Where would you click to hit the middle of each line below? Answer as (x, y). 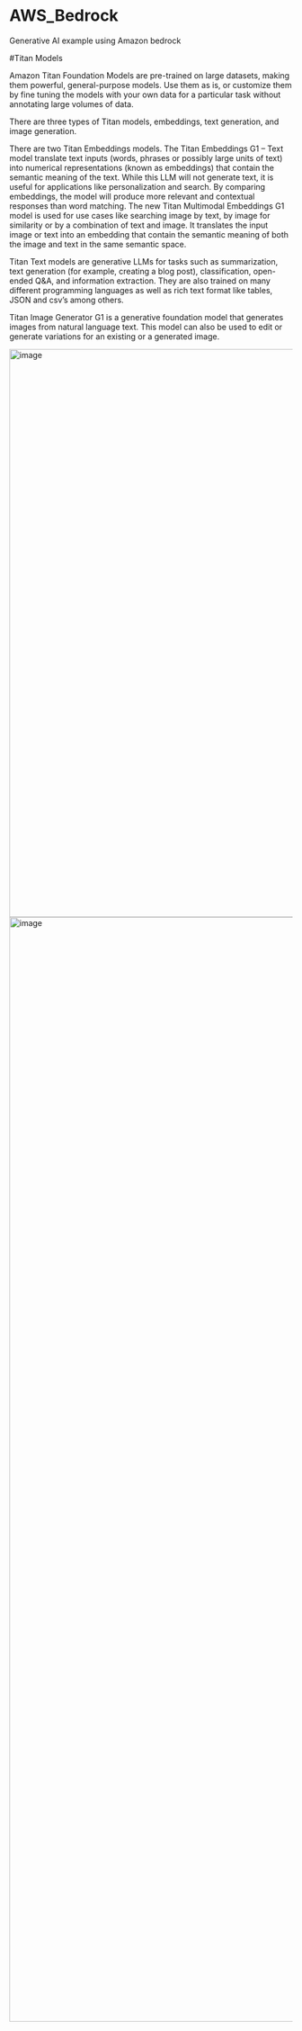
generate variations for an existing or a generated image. (115, 336)
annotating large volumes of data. (71, 103)
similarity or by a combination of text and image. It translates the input (139, 225)
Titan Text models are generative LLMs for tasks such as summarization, (144, 261)
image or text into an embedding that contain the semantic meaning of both (149, 234)
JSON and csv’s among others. (67, 300)
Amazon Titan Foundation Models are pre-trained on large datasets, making (150, 75)
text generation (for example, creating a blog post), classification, (130, 271)
